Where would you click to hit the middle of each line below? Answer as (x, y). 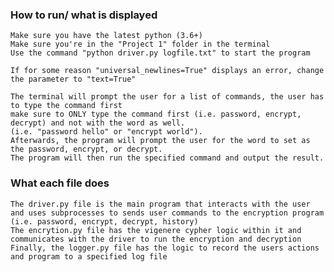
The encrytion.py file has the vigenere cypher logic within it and (156, 230)
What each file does (60, 183)
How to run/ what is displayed (84, 15)
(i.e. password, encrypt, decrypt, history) (104, 221)
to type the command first (66, 106)
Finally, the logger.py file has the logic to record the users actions (165, 248)
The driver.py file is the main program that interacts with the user (160, 204)
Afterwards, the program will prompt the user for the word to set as (160, 141)
